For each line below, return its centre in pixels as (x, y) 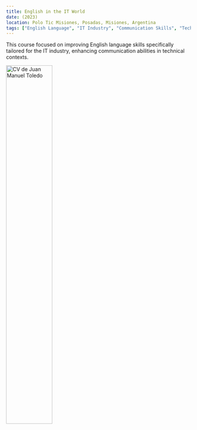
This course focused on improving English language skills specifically (90, 45)
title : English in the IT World (45, 11)
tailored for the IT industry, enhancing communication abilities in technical (95, 51)
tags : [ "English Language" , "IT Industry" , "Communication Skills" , (91, 28)
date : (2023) (22, 17)
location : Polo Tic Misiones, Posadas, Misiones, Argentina (81, 22)
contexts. (17, 57)
